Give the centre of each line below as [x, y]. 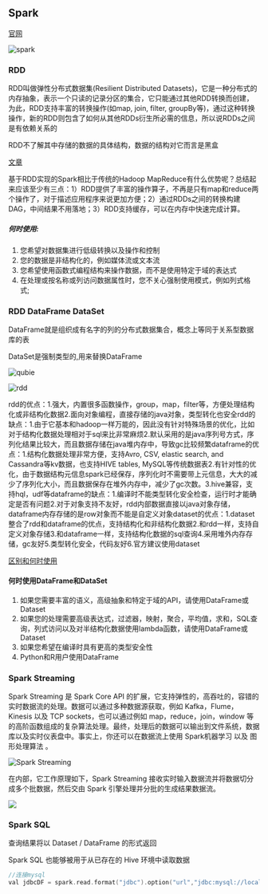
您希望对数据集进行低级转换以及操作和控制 [90, 250]
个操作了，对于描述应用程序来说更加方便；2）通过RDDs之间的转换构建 [124, 199]
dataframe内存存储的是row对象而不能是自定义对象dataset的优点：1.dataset [132, 514]
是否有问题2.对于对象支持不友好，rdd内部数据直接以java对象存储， [125, 504]
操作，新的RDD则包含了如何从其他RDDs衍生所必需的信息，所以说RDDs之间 [132, 118]
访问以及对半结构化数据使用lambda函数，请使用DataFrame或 [148, 628]
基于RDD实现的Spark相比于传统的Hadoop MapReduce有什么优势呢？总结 [129, 179]
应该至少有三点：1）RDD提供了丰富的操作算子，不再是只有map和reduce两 [137, 189]
